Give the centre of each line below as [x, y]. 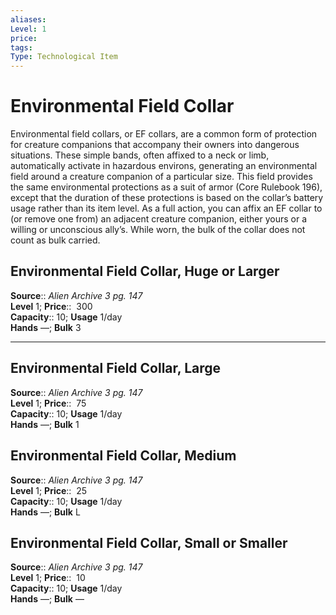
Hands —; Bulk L [45, 512]
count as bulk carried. [55, 240]
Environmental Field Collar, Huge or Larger [145, 271]
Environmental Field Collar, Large [116, 368]
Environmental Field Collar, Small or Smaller [149, 542]
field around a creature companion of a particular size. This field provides [161, 177]
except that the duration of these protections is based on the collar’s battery [167, 198]
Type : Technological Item [64, 57]
